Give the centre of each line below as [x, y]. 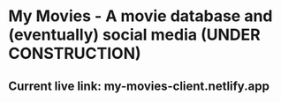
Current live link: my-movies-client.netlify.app [139, 86]
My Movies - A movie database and [140, 16]
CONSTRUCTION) [75, 54]
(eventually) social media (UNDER [135, 35]
